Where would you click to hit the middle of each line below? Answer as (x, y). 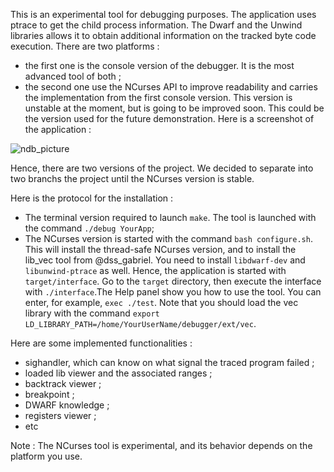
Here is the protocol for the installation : (92, 198)
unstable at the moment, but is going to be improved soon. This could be (174, 108)
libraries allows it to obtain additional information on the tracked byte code (163, 35)
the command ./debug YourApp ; (89, 228)
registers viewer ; (60, 415)
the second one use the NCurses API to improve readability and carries (171, 87)
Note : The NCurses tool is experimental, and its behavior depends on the (161, 445)
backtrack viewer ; (63, 383)
